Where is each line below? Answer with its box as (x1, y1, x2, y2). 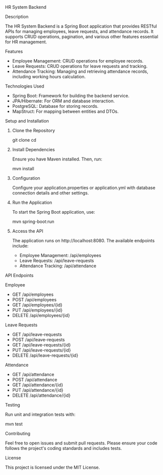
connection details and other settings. (12, 190, 89, 196)
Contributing (5, 431, 30, 436)
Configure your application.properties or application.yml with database (12, 185, 156, 190)
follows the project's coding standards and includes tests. (5, 445, 122, 451)
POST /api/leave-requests (12, 337, 65, 343)
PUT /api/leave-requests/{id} (12, 347, 71, 353)
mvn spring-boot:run (12, 219, 54, 224)
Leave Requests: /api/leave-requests (19, 258, 94, 263)
